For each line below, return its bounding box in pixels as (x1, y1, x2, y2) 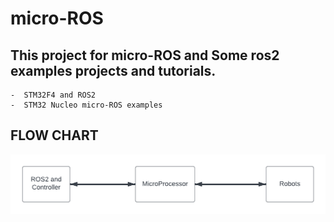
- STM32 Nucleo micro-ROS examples (10, 100, 163, 110)
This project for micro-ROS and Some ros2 (10, 47, 280, 64)
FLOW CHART (10, 127, 99, 144)
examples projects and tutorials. (10, 62, 217, 79)
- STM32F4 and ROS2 (10, 90, 97, 100)
